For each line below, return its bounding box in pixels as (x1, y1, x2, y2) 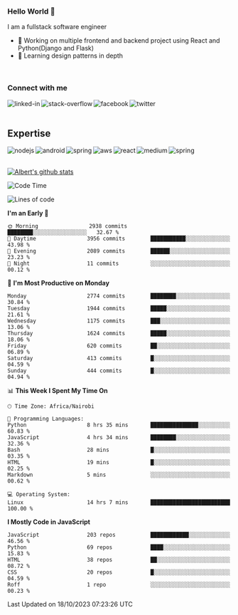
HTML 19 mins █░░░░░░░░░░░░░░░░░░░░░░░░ (7, 459, 231, 466)
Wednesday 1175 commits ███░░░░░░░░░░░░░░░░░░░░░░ (7, 317, 231, 325)
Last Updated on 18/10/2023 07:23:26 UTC (7, 600, 133, 609)
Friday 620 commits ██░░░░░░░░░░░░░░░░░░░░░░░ (7, 342, 231, 349)
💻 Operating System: (7, 491, 71, 498)
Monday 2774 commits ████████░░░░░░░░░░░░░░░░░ (7, 293, 231, 300)
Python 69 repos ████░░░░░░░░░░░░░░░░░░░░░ (7, 544, 231, 551)
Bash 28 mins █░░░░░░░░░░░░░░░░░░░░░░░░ (7, 446, 231, 454)
